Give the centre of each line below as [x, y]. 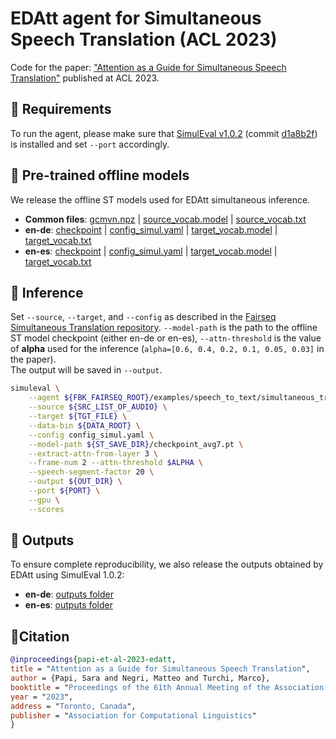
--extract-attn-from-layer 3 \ [93, 453]
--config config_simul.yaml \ [91, 435]
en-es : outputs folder [69, 605]
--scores [46, 509]
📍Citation [40, 636]
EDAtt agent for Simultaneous [136, 18]
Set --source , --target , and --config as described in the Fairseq [143, 317]
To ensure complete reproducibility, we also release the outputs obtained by [167, 564]
